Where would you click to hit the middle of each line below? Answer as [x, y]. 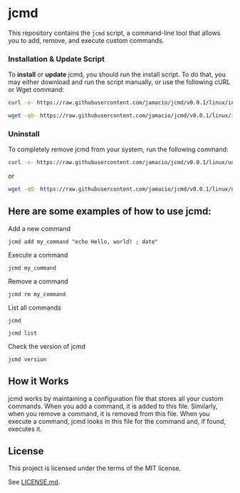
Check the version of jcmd [47, 346]
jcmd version [27, 359]
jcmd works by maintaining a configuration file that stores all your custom [116, 398]
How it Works [38, 381]
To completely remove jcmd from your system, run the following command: [118, 149]
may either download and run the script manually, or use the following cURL [119, 82]
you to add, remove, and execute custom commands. [86, 40]
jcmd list [23, 333]
